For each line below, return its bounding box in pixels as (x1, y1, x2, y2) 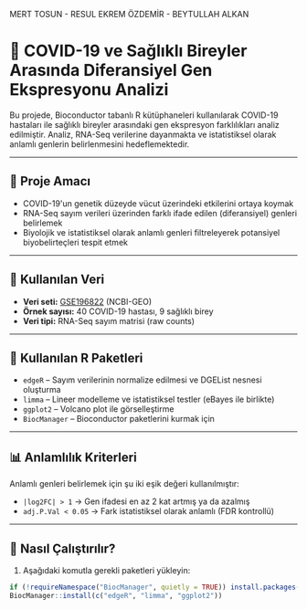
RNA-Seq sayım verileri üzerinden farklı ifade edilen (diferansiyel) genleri (22, 207, 298, 218)
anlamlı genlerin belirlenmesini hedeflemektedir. (9, 138, 190, 150)
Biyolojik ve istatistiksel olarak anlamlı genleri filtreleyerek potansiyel (22, 226, 281, 237)
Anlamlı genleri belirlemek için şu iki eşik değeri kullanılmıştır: (9, 478, 239, 489)
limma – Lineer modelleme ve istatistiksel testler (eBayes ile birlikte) (22, 394, 275, 405)
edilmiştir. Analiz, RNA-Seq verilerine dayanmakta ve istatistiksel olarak (9, 129, 277, 140)
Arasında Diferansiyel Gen (9, 60, 213, 81)
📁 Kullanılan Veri (9, 272, 105, 288)
